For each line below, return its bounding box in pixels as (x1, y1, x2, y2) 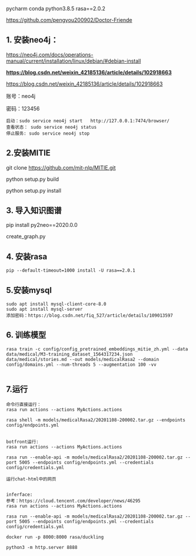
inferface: (6, 492, 33, 498)
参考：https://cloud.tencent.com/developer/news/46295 (6, 498, 141, 504)
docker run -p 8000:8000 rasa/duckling (6, 534, 104, 540)
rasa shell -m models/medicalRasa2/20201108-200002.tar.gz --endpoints (6, 417, 185, 423)
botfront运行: (6, 438, 39, 445)
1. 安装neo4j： (6, 35, 59, 45)
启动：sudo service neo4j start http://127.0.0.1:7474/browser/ (6, 118, 170, 123)
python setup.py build (6, 175, 59, 183)
